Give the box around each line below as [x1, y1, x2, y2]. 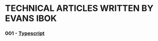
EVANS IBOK [5, 13, 57, 24]
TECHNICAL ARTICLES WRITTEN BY [5, 3, 154, 14]
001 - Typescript [5, 30, 45, 37]
